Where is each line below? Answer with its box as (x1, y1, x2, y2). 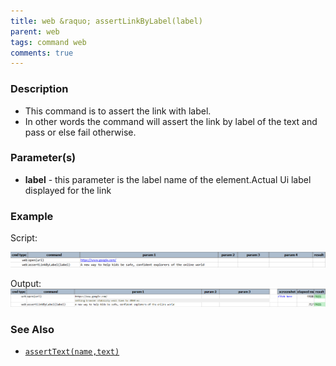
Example (10, 209, 54, 223)
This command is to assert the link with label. (24, 105, 212, 117)
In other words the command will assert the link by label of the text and (24, 115, 318, 127)
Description (10, 82, 69, 96)
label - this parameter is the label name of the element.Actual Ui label (24, 173, 312, 185)
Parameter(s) (10, 151, 77, 165)
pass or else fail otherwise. (24, 126, 137, 138)
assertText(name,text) (24, 347, 120, 357)
